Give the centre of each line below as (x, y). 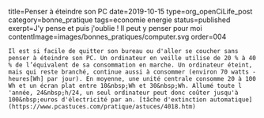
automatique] (231, 100)
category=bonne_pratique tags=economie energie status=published (119, 20)
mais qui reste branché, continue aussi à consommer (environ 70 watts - (132, 72)
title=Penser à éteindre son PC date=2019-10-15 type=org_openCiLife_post (130, 11)
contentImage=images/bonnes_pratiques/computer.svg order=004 (117, 36)
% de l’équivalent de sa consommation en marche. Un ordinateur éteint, (130, 65)
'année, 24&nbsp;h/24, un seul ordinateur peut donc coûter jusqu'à (123, 93)
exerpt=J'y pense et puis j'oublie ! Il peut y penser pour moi (106, 28)
